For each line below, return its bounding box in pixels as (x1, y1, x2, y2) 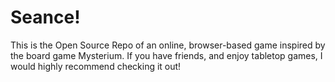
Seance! (10, 6, 81, 29)
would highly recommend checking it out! (10, 60, 182, 72)
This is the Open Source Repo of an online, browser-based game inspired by (10, 39, 326, 51)
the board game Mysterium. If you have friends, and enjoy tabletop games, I (10, 49, 323, 61)
